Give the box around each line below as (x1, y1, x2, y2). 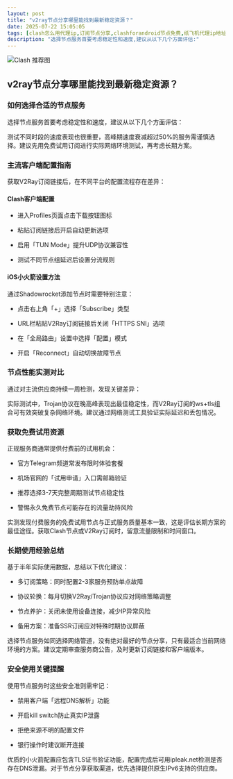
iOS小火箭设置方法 (7, 272, 60, 281)
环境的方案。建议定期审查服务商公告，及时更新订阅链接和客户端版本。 (7, 645, 208, 653)
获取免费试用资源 (7, 427, 64, 437)
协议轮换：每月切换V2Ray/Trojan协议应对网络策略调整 (17, 592, 171, 601)
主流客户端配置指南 (7, 160, 71, 170)
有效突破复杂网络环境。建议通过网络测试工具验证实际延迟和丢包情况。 (19, 408, 220, 417)
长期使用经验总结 (7, 546, 64, 555)
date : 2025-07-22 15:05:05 (7, 23, 85, 30)
